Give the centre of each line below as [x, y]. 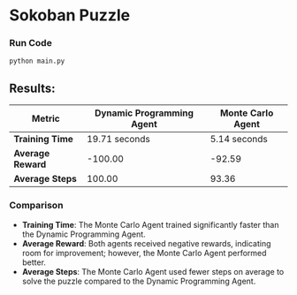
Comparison [36, 206]
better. [34, 262]
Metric [46, 118]
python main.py [37, 61]
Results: [32, 88]
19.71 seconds [118, 140]
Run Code [31, 43]
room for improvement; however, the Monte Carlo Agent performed [144, 253]
